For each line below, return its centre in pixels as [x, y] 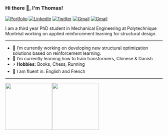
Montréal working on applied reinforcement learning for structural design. [81, 34]
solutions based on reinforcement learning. [57, 53]
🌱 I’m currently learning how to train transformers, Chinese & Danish [82, 59]
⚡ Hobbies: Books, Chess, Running [48, 64]
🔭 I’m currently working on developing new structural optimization [80, 48]
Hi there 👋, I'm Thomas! [34, 8]
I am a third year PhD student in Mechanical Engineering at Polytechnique [81, 28]
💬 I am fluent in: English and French [49, 71]
